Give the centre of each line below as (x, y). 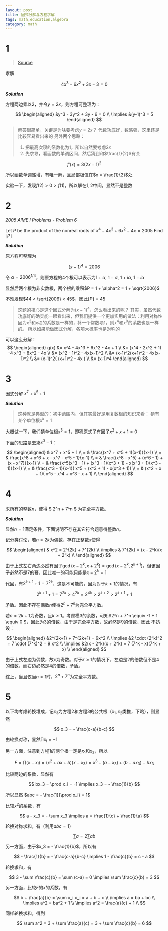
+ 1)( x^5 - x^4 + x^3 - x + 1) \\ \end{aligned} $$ (84, 474)
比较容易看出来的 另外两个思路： (51, 136)
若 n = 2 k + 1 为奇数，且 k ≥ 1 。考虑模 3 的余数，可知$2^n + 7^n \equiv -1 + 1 (81, 615)
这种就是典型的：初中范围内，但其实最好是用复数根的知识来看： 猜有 (88, 414)
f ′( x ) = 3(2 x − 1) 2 (84, 164)
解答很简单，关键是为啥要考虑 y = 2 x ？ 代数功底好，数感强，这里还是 (89, 130)
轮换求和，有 (18, 867)
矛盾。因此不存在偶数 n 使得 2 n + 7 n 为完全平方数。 (56, 604)
